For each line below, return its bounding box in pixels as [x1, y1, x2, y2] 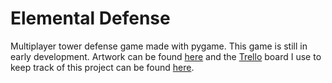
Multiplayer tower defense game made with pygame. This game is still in [10, 40, 308, 52]
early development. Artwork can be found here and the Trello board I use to [10, 50, 322, 62]
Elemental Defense [10, 7, 171, 30]
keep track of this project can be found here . [10, 61, 195, 73]
